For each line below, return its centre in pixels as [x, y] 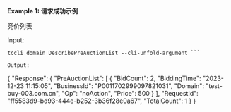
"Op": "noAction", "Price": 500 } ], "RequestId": [130, 93]
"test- [214, 86]
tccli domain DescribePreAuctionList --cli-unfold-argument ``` [104, 53]
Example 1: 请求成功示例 [43, 11]
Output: [19, 66]
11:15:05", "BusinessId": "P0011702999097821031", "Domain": [115, 86]
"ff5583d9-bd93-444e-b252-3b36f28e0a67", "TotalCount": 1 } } [102, 101]
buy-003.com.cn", [34, 93]
